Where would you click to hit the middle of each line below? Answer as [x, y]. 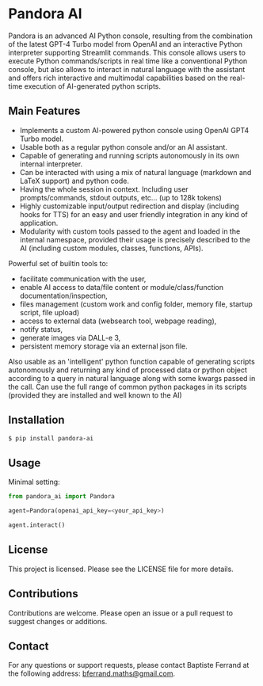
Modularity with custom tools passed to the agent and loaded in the [130, 231]
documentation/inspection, [64, 295]
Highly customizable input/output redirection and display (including [129, 206]
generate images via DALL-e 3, [70, 337]
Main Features [44, 111]
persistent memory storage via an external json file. [103, 346]
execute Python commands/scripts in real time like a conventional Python [128, 61]
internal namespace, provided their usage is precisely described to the [135, 239]
